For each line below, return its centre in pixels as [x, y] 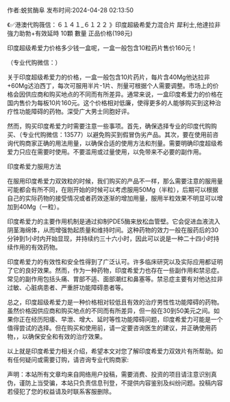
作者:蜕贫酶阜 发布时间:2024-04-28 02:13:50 [71, 10]
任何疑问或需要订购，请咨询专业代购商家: [71, 360]
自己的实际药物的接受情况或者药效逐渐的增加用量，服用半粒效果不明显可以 [112, 198]
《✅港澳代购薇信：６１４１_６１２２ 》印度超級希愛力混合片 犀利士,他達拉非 [114, 25]
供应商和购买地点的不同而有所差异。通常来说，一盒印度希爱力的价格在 [124, 94]
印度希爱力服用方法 [34, 166]
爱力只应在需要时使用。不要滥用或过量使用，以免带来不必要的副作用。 [106, 152]
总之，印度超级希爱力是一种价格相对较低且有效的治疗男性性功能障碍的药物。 [115, 302]
